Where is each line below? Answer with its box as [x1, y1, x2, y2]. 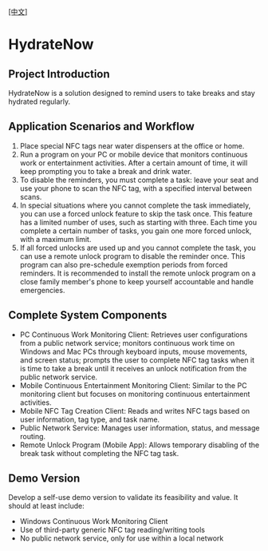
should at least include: [8, 501, 85, 511]
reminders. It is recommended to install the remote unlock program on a [19, 268, 257, 278]
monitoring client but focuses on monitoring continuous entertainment [19, 389, 250, 398]
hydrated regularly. [8, 97, 71, 106]
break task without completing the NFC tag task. [19, 448, 179, 458]
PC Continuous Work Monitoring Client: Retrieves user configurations [19, 330, 248, 339]
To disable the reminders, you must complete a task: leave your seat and [19, 175, 259, 184]
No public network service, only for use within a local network [19, 533, 224, 543]
